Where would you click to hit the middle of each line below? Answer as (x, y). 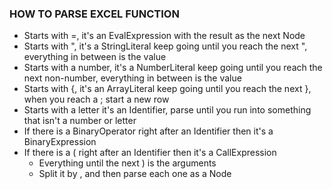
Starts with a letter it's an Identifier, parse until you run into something (167, 110)
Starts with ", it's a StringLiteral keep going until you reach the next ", (165, 46)
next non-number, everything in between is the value (132, 78)
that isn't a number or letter (80, 121)
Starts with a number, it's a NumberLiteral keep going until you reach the (173, 68)
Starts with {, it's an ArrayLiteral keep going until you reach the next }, (167, 89)
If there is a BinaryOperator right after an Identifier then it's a (148, 131)
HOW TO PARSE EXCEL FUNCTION (94, 14)
